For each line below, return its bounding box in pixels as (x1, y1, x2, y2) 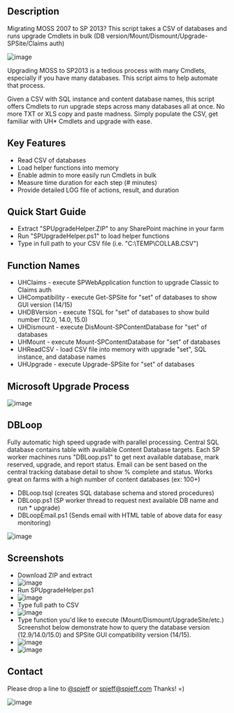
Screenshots (7, 553, 64, 565)
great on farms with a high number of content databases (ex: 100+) (7, 475, 200, 483)
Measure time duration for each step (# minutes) (17, 178, 157, 186)
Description (7, 6, 59, 18)
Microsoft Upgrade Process (7, 380, 130, 392)
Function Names (7, 259, 80, 272)
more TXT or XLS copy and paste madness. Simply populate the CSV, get (7, 109, 219, 118)
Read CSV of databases (17, 155, 87, 164)
